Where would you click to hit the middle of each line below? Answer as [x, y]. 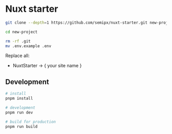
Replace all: [17, 56]
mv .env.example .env [28, 46]
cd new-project [21, 32]
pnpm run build [21, 126]
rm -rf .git [18, 41]
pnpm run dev [19, 112]
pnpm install [19, 99]
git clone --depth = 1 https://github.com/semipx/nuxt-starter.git [76, 23]
